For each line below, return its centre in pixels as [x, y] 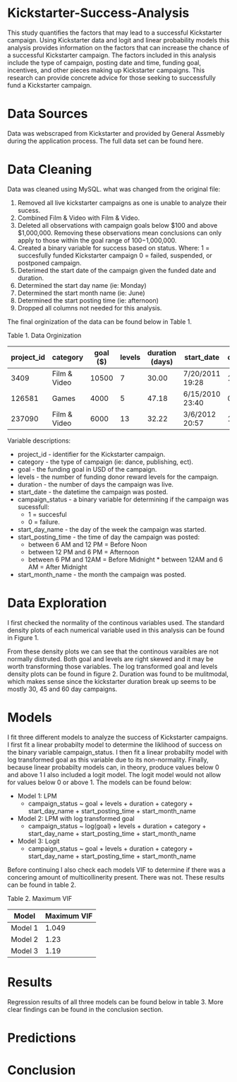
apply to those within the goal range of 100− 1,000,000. [97, 240]
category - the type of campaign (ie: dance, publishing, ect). [105, 462]
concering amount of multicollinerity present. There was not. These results [116, 877]
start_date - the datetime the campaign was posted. [93, 491]
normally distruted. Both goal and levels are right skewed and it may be [110, 658]
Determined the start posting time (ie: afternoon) [88, 300]
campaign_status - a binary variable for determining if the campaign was [123, 499]
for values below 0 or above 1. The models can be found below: [99, 782]
